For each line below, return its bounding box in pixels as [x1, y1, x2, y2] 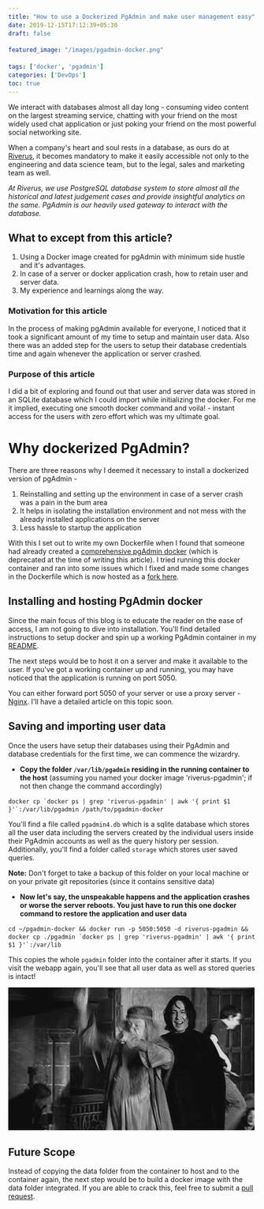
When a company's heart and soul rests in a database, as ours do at [8, 142, 230, 152]
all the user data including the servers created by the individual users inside [8, 827, 254, 837]
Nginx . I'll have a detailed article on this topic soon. [8, 697, 174, 706]
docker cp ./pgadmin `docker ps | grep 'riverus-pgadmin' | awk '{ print [8, 933, 256, 941]
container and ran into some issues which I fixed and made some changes [8, 563, 250, 572]
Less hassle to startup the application [19, 523, 142, 532]
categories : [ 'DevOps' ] [8, 71, 87, 79]
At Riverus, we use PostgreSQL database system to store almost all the [8, 183, 240, 193]
